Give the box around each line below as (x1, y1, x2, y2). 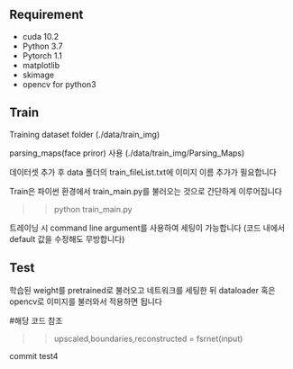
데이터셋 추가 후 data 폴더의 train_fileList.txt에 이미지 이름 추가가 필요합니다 (9, 166, 277, 177)
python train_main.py (53, 203, 133, 214)
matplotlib (22, 59, 60, 70)
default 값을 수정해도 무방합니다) (9, 233, 125, 244)
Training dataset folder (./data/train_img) (9, 129, 160, 139)
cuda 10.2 (22, 31, 60, 41)
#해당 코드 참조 (9, 315, 63, 327)
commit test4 (9, 351, 59, 362)
